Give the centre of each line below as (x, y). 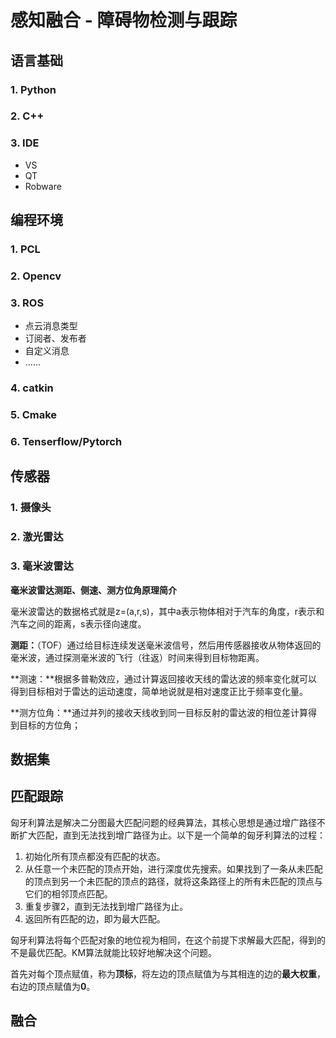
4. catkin (32, 388)
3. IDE (25, 143)
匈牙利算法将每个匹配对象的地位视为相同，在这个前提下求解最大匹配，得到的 (168, 940)
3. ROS (27, 303)
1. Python (33, 89)
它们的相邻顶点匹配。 (68, 893)
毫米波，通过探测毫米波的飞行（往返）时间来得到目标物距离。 (137, 657)
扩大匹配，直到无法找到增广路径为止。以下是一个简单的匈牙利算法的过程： (172, 835)
